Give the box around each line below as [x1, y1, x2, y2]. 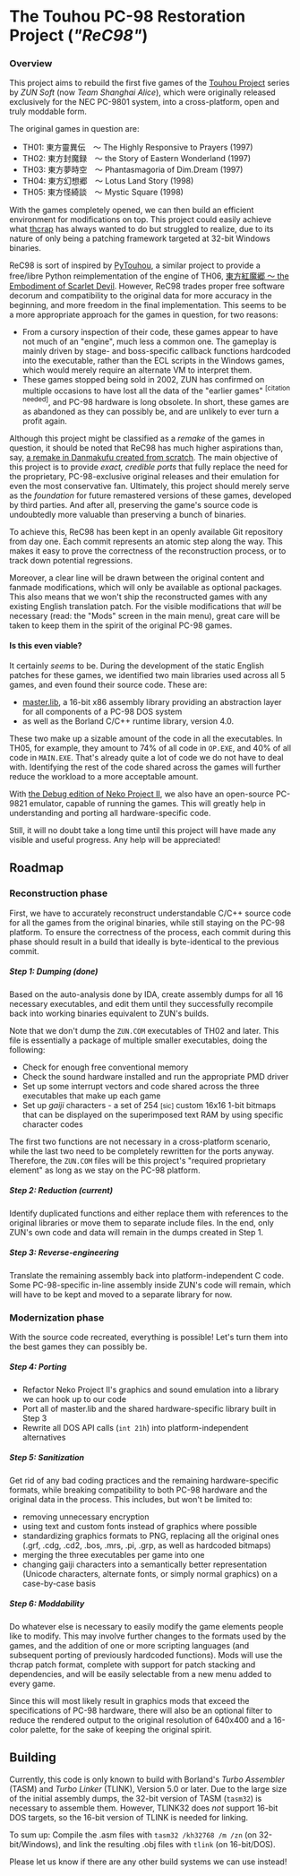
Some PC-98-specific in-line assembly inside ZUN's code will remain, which [9, 1279, 291, 1290]
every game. [9, 1678, 56, 1689]
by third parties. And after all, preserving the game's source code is [9, 499, 258, 510]
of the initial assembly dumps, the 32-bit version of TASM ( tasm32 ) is [9, 1793, 262, 1803]
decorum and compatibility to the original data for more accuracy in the [9, 290, 272, 301]
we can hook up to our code [21, 1393, 127, 1404]
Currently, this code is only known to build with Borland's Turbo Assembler [9, 1774, 285, 1785]
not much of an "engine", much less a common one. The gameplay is [21, 336, 278, 347]
